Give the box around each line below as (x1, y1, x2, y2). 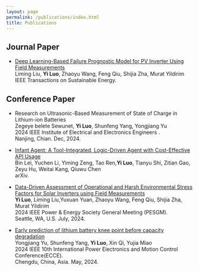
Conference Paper (6, 94, 75, 104)
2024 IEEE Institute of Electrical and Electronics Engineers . (14, 129, 160, 136)
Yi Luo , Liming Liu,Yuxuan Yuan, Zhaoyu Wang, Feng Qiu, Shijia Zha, (14, 196, 182, 203)
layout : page (6, 8, 39, 15)
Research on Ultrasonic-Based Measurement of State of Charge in (14, 110, 178, 117)
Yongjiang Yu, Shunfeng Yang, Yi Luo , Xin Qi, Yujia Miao (14, 239, 153, 246)
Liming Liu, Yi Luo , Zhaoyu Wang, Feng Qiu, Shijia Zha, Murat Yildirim (14, 70, 184, 77)
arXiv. (14, 172, 30, 179)
